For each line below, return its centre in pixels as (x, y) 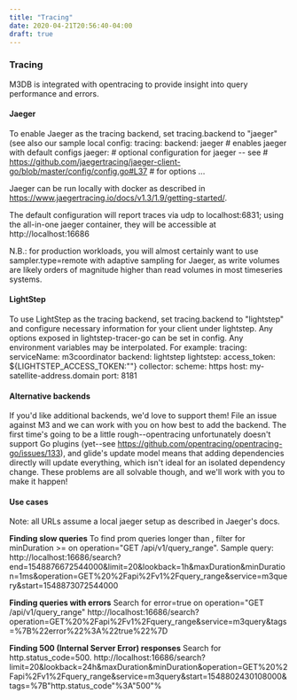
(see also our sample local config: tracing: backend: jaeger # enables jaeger (148, 143)
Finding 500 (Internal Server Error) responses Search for (115, 649)
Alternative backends (50, 396)
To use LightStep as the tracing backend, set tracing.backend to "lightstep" (147, 319)
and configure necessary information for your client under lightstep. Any (141, 329)
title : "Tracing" (41, 17)
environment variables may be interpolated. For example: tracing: (128, 347)
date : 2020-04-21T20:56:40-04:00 (71, 26)
